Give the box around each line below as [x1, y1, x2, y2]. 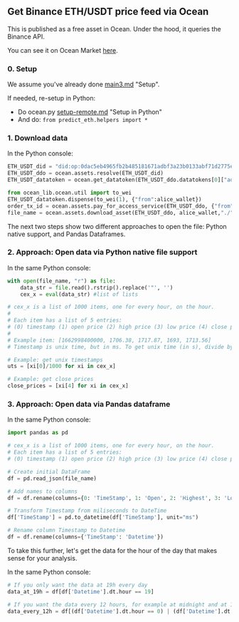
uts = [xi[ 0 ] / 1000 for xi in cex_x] [7, 363, 116, 370]
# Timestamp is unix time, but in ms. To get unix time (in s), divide [7, 343, 224, 350]
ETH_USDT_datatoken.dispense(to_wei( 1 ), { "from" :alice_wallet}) [7, 195, 202, 203]
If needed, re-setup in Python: [7, 94, 96, 103]
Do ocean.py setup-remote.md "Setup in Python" [17, 108, 162, 116]
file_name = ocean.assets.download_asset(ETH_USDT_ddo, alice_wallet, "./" [7, 209, 234, 216]
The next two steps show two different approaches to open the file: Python [7, 222, 228, 230]
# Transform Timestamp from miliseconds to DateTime [7, 507, 167, 514]
